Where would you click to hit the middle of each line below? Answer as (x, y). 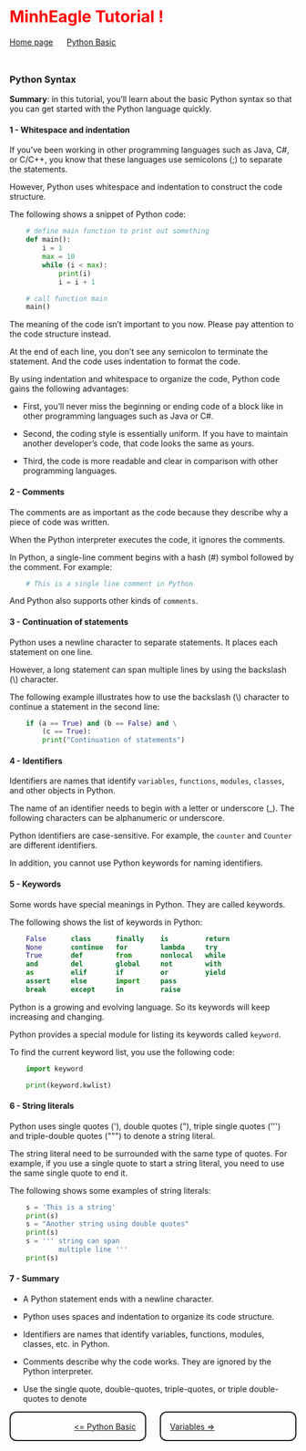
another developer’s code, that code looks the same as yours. (138, 443)
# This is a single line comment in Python (110, 584)
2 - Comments (37, 492)
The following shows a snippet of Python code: (98, 214)
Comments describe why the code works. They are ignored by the (147, 1362)
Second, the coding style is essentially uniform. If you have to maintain (155, 434)
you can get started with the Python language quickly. (111, 109)
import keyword (55, 1069)
